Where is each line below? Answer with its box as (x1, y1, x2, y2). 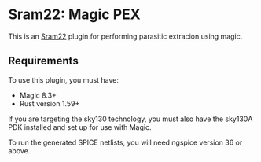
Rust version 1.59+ (19, 98, 80, 108)
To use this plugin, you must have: (8, 75, 119, 84)
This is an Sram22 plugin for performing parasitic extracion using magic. (8, 31, 243, 41)
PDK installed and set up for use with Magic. (8, 122, 152, 131)
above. (8, 145, 31, 155)
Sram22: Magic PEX (8, 6, 141, 24)
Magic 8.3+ (19, 90, 57, 100)
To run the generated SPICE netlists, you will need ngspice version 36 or (8, 138, 243, 147)
